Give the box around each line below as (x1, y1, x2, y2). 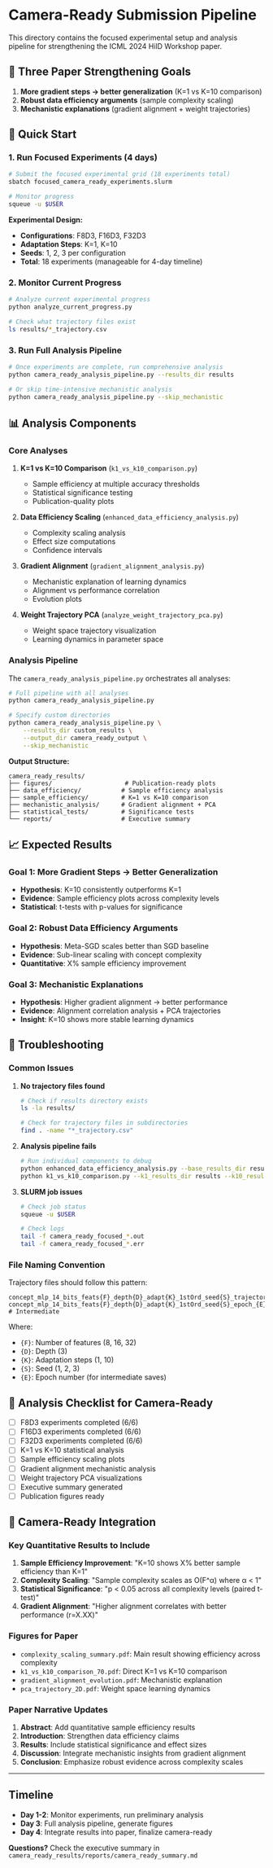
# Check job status (19, 1203, 87, 1211)
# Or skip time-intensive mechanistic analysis (8, 385, 173, 393)
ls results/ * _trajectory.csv (8, 325, 107, 333)
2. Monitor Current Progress (8, 277, 122, 288)
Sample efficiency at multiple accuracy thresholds (32, 479, 201, 489)
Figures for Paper (8, 1630, 79, 1642)
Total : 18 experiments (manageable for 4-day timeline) (19, 257, 203, 266)
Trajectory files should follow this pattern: (8, 1278, 148, 1287)
